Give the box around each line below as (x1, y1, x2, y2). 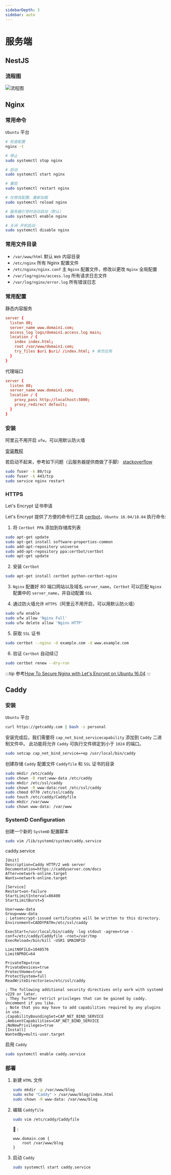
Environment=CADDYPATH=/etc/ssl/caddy (5, 920, 88, 926)
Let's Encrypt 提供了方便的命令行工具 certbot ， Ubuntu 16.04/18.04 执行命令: (5, 513, 166, 519)
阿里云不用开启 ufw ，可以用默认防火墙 (5, 437, 85, 443)
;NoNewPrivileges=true (5, 1023, 54, 1028)
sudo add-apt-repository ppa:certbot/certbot (5, 549, 104, 554)
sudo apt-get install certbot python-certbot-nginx (5, 573, 117, 579)
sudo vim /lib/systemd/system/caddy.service (5, 839, 102, 844)
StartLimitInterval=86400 (5, 893, 60, 898)
